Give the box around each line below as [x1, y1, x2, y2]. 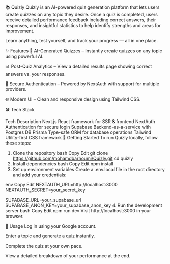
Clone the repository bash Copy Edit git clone [12, 150, 108, 156]
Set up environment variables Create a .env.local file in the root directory [12, 166, 165, 172]
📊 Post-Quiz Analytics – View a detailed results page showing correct [5, 63, 152, 69]
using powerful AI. [5, 53, 44, 59]
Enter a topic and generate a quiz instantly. [5, 233, 95, 239]
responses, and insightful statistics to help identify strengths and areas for [5, 22, 161, 28]
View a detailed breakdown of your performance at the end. [5, 253, 131, 259]
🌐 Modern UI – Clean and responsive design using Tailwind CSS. [5, 96, 141, 102]
